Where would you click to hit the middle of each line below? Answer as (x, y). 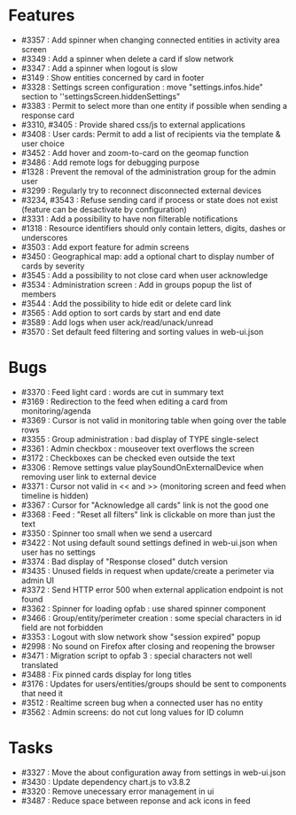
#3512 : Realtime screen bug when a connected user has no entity (142, 702)
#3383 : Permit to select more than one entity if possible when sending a (154, 105)
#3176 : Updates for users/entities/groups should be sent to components (154, 684)
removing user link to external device (89, 477)
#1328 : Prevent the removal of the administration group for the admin (148, 171)
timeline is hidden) (55, 495)
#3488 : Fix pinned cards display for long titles (106, 674)
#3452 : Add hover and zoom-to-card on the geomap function (135, 152)
